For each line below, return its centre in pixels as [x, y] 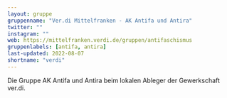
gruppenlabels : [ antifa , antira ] [57, 47]
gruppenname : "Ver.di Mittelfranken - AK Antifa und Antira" [100, 21]
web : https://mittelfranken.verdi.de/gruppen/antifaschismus [100, 40]
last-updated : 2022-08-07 [46, 54]
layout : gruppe [30, 14]
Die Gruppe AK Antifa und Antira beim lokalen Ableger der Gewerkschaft [114, 80]
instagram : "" [28, 34]
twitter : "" [25, 27]
